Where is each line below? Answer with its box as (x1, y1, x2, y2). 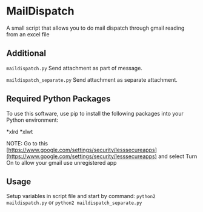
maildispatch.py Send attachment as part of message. (6, 64, 142, 71)
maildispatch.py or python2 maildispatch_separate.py (6, 199, 142, 207)
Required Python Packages (6, 94, 111, 104)
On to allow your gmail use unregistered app (6, 159, 117, 166)
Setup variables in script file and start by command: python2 (6, 193, 156, 200)
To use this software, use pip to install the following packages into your (6, 110, 184, 117)
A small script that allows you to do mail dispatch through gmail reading (6, 24, 185, 31)
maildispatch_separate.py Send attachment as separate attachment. (6, 76, 178, 83)
